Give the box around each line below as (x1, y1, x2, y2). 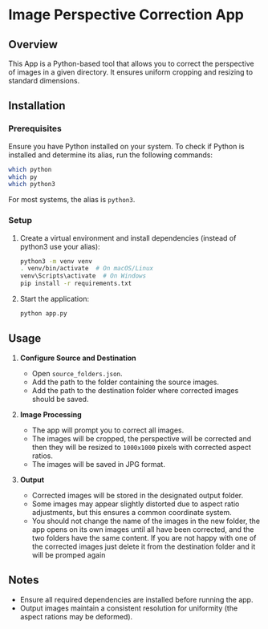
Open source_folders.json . (31, 368, 123, 378)
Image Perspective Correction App (8, 6, 245, 24)
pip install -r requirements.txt (19, 279, 132, 288)
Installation (8, 99, 66, 113)
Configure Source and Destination (19, 353, 136, 363)
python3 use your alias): (19, 241, 100, 251)
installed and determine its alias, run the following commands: (8, 150, 213, 160)
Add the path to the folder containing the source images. (31, 377, 219, 387)
